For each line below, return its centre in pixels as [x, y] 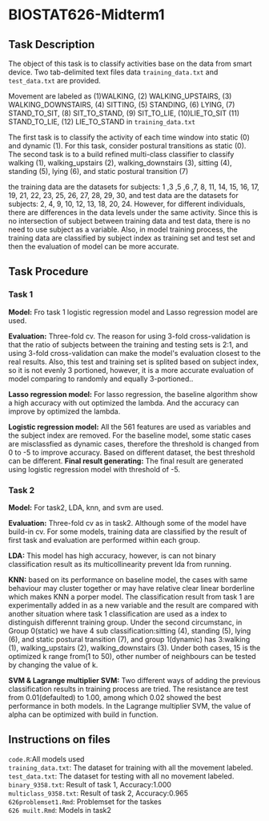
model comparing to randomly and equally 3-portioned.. [101, 378]
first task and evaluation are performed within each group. [104, 540]
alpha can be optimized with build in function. [83, 714]
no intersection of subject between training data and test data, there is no [129, 221]
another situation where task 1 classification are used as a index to [118, 613]
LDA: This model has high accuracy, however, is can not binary [112, 556]
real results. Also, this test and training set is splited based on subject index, [133, 362]
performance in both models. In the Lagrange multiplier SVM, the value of [130, 706]
